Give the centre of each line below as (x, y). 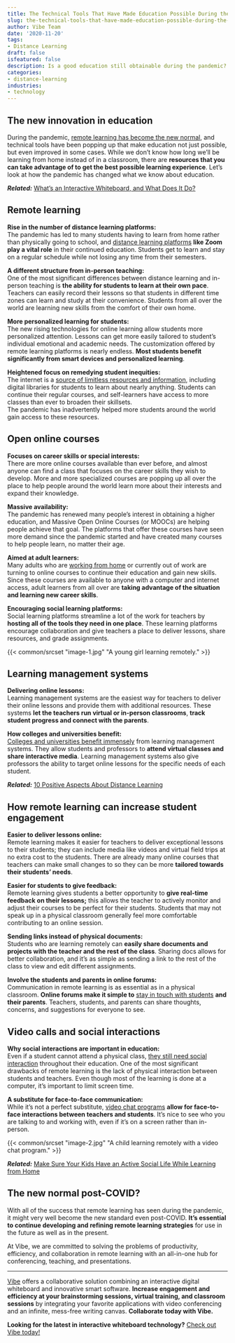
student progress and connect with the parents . (78, 720)
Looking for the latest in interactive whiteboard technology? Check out (112, 1324)
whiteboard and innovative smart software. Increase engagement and (109, 1288)
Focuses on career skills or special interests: (73, 456)
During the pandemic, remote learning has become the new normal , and (111, 137)
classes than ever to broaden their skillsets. (70, 402)
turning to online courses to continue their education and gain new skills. (112, 572)
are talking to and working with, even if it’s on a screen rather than (102, 1122)
